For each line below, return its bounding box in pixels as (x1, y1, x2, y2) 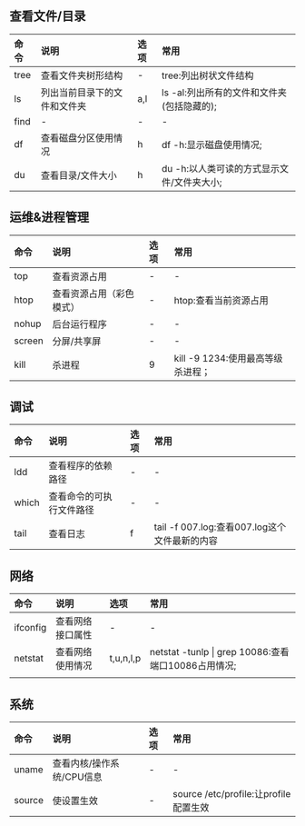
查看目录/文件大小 (40, 169, 117, 182)
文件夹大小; (173, 175, 222, 188)
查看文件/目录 (9, 8, 86, 25)
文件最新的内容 (153, 534, 218, 547)
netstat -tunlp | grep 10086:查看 (149, 646, 290, 659)
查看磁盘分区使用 (40, 131, 114, 144)
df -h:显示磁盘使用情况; (162, 138, 262, 151)
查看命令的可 (48, 490, 104, 503)
